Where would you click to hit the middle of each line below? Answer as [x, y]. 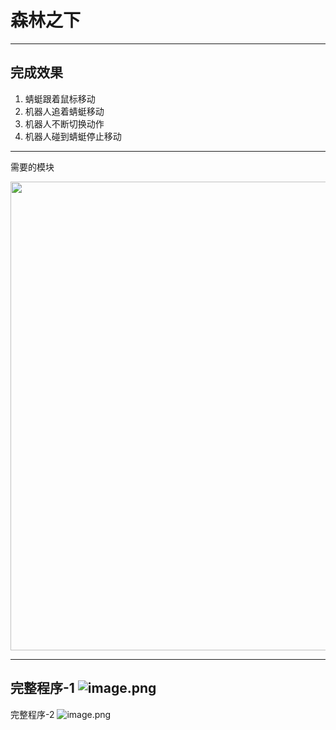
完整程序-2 [32, 714]
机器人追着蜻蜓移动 [64, 111]
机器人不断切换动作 [64, 123]
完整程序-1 [42, 688]
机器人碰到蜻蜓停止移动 [73, 136]
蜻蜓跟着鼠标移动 [60, 98]
